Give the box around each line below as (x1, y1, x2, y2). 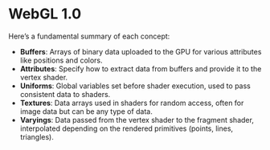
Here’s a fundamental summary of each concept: (8, 31, 170, 41)
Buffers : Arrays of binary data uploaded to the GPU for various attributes (19, 47, 262, 56)
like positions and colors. (19, 55, 103, 65)
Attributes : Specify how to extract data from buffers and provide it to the (19, 63, 262, 73)
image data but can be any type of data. (19, 106, 153, 116)
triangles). (19, 132, 54, 141)
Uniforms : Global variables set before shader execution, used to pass (19, 81, 251, 91)
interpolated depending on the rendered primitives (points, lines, (19, 124, 234, 133)
